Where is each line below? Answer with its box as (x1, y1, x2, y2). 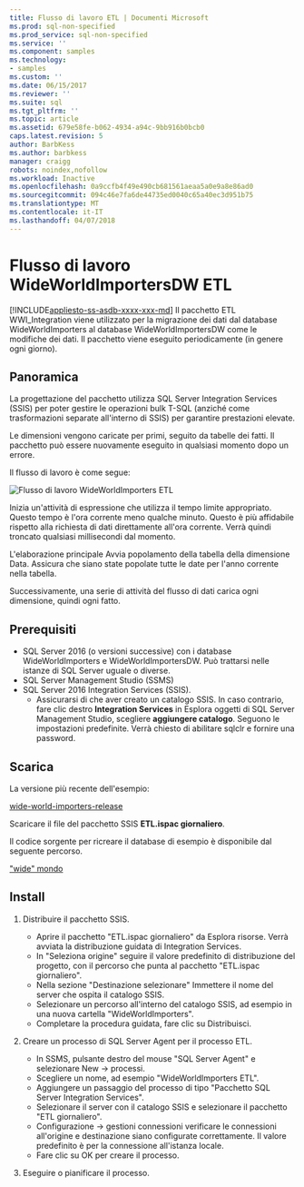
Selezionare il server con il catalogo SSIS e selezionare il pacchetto (35, 1101, 288, 1113)
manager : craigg (9, 156, 71, 166)
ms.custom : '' (9, 73, 64, 82)
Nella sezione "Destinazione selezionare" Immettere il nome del (35, 979, 274, 990)
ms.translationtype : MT (9, 199, 100, 209)
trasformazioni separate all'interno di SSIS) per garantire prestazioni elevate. (9, 412, 296, 423)
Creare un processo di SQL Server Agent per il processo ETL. (22, 1035, 252, 1046)
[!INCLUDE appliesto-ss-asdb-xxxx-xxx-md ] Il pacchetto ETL (9, 304, 237, 315)
